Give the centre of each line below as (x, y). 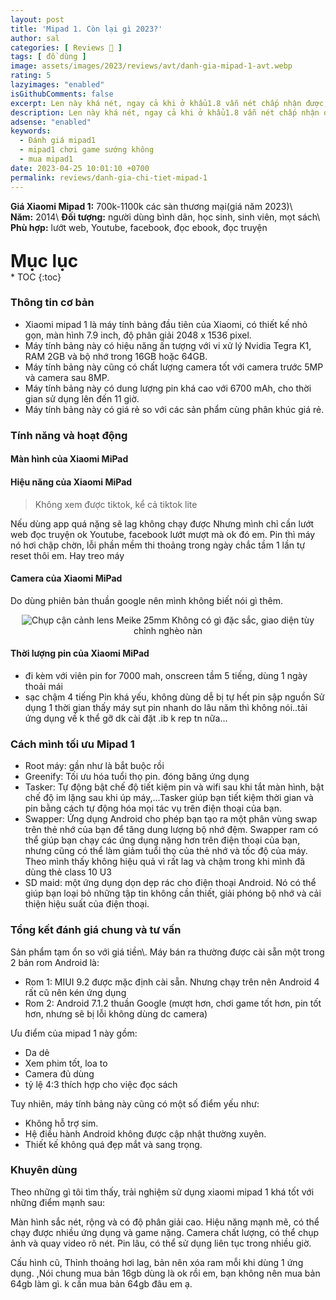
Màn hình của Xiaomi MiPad (69, 459)
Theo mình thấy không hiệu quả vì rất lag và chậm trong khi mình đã (165, 862)
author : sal (35, 38)
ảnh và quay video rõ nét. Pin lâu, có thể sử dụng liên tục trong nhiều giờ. (161, 1243)
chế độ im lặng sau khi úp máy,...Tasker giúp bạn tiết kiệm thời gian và (169, 798)
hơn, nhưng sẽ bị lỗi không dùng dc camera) (116, 1013)
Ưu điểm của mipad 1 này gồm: (74, 1033)
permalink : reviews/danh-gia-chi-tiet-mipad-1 (109, 177)
